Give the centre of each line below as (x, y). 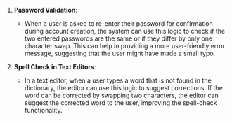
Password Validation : (45, 10)
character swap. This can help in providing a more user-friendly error (125, 46)
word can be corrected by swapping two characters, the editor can (122, 95)
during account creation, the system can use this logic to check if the (125, 31)
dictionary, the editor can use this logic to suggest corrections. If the (123, 88)
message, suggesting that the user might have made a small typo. (120, 53)
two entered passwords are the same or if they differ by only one (118, 38)
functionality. (43, 110)
